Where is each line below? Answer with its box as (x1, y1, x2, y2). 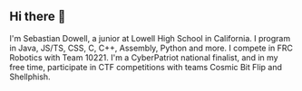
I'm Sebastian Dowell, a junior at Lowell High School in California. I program (9, 32, 291, 43)
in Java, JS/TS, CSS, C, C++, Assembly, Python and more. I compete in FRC (9, 42, 293, 53)
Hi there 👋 (9, 9, 66, 24)
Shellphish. (9, 71, 52, 82)
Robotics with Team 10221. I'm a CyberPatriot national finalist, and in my (9, 51, 278, 63)
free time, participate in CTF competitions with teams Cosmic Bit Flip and (9, 61, 283, 72)
